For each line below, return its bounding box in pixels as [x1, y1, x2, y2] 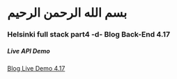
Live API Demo [7, 46, 50, 55]
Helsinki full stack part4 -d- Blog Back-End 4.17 [7, 30, 171, 39]
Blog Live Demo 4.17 [7, 64, 66, 73]
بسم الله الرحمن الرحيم [7, 5, 128, 21]
